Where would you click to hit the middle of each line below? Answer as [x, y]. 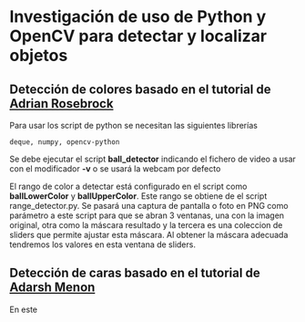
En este [24, 309]
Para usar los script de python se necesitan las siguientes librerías [133, 125]
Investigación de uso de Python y [138, 17]
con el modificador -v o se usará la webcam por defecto [115, 169]
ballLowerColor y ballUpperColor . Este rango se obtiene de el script [138, 196]
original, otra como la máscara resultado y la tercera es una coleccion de [146, 225]
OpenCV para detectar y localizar [138, 36]
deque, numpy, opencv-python [65, 142]
